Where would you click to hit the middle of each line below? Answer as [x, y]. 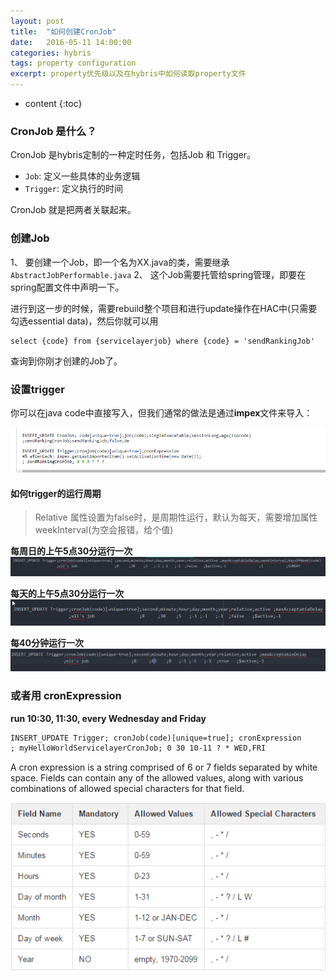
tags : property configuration [73, 63]
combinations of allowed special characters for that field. [127, 789]
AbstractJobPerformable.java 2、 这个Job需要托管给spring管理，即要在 [158, 274]
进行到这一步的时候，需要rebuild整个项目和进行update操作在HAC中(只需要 [164, 308]
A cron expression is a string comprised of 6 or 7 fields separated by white [164, 767]
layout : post [37, 21]
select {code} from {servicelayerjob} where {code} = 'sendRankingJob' [162, 341]
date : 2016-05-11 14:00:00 [71, 42]
